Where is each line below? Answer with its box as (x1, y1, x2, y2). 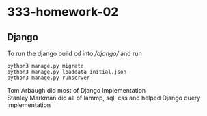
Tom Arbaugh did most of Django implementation (7, 87, 146, 94)
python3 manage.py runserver (7, 74, 90, 81)
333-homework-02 (7, 4, 119, 20)
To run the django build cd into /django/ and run (7, 49, 142, 57)
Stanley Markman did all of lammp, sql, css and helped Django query (7, 93, 201, 102)
